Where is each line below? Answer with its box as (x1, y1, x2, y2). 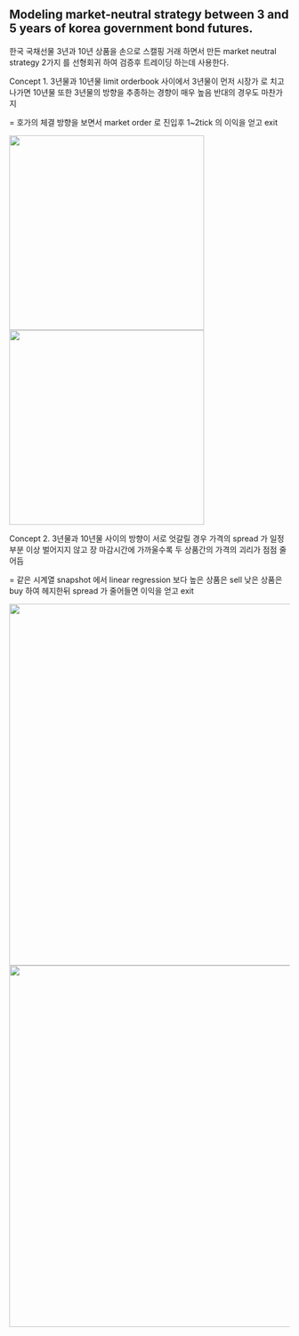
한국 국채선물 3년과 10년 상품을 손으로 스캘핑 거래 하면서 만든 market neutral (9, 45, 278, 56)
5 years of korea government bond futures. (9, 21, 254, 36)
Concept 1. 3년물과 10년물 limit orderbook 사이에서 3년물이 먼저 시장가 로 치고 (9, 76, 285, 86)
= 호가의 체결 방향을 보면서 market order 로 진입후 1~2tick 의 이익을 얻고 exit (9, 117, 279, 127)
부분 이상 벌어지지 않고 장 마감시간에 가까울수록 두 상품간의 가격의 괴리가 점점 (9, 544, 278, 555)
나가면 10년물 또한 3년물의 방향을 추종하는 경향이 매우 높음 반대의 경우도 (9, 86, 260, 97)
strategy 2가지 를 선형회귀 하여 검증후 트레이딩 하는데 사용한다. (9, 57, 230, 68)
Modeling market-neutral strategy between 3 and (9, 7, 289, 22)
